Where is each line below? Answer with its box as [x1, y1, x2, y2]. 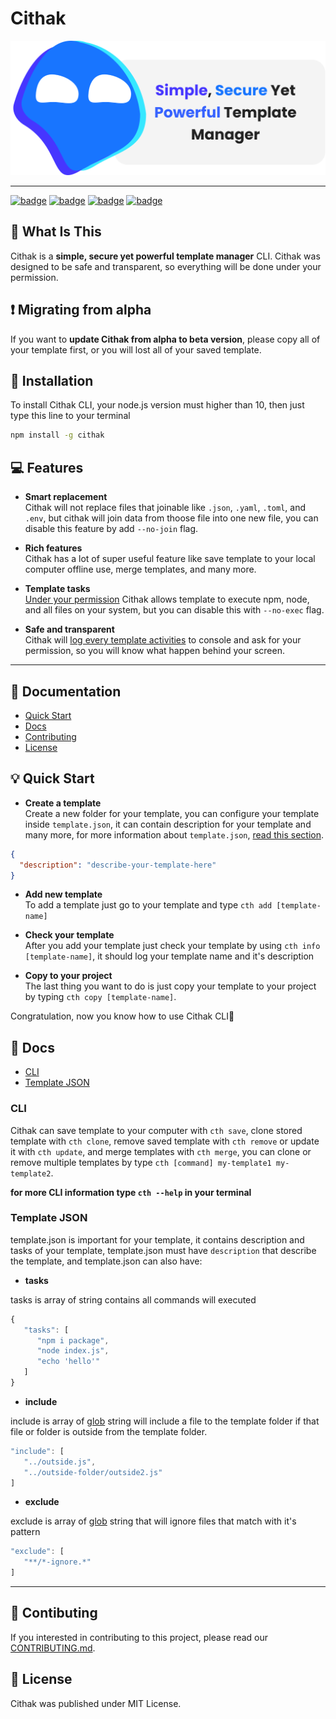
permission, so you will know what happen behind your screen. [24, 645, 285, 657]
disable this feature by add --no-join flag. [24, 523, 199, 535]
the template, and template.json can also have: [10, 1255, 203, 1267]
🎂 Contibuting [10, 1605, 98, 1622]
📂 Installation [10, 373, 94, 390]
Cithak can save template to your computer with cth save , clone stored [10, 1124, 303, 1136]
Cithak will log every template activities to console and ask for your [24, 634, 302, 646]
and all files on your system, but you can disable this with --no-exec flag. [24, 604, 325, 616]
